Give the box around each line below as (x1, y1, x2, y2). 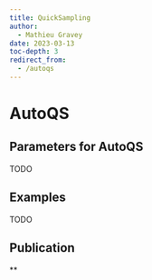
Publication (9, 240, 75, 255)
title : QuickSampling (9, 13, 91, 23)
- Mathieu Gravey (17, 30, 83, 39)
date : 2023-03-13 (9, 38, 75, 48)
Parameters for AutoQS (9, 139, 144, 155)
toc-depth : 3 (9, 47, 59, 56)
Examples (9, 190, 66, 205)
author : (9, 22, 39, 31)
